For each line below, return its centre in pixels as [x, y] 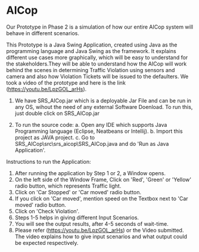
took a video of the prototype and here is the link [66, 83]
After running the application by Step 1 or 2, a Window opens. [90, 173]
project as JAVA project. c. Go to [55, 137]
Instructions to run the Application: [49, 161]
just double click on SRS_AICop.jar [57, 113]
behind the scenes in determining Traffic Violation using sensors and [91, 70]
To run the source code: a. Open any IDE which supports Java [91, 125]
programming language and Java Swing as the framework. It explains [91, 51]
